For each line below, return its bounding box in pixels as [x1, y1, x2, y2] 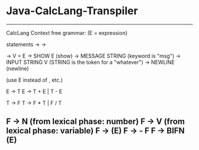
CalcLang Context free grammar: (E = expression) [6, 29, 128, 36]
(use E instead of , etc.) [6, 76, 63, 84]
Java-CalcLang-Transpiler [6, 4, 138, 18]
